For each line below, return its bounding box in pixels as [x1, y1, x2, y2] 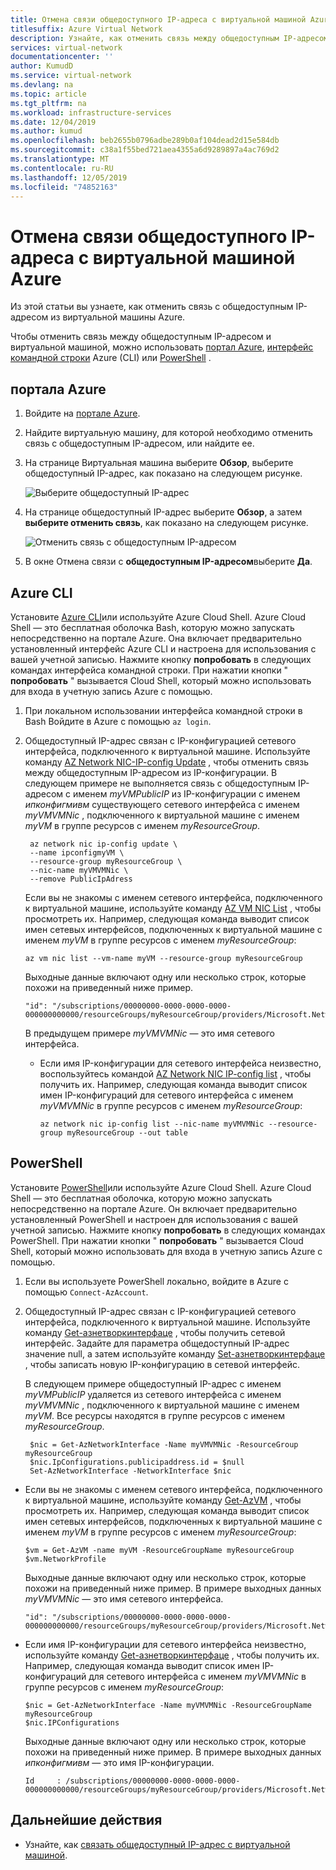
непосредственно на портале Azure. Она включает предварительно [10, 632, 303, 644]
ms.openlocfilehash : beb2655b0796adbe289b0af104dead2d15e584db [10, 136, 280, 146]
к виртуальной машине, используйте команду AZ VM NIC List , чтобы [24, 902, 322, 914]
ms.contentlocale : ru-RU [10, 163, 114, 173]
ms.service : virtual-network [10, 71, 132, 81]
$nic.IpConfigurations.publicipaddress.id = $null [29, 1457, 245, 1467]
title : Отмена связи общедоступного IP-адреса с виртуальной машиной [10, 14, 307, 25]
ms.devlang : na [10, 80, 74, 90]
